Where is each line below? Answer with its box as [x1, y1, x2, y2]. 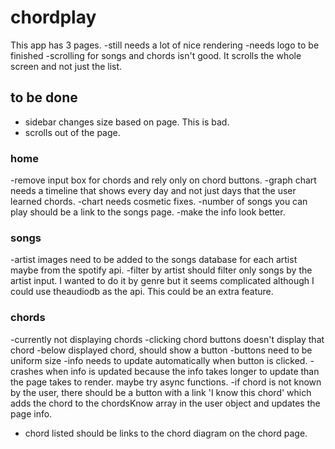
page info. [10, 407, 53, 420]
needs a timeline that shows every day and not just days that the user [10, 185, 297, 197]
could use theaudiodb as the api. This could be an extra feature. [10, 286, 274, 298]
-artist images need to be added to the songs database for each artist [10, 254, 298, 266]
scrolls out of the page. [24, 126, 121, 138]
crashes [10, 365, 44, 377]
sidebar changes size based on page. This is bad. [24, 116, 230, 128]
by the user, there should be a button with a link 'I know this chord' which [10, 386, 312, 398]
